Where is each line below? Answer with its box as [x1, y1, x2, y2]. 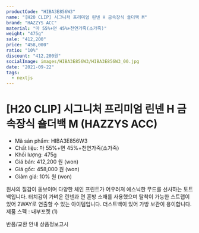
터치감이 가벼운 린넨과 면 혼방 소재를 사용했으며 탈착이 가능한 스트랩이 [28, 193, 190, 200]
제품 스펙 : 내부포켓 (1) [6, 208, 58, 215]
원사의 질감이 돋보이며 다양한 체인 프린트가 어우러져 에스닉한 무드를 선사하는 [6, 185, 182, 193]
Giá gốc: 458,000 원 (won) [14, 166, 80, 173]
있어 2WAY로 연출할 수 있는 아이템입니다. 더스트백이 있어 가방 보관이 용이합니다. [6, 200, 192, 208]
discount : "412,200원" [6, 53, 61, 59]
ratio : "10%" [6, 48, 39, 53]
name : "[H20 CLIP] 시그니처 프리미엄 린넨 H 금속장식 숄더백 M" [6, 14, 147, 20]
